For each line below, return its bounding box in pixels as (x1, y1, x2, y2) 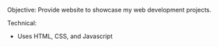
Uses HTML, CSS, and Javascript (17, 32, 113, 40)
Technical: (7, 19, 37, 27)
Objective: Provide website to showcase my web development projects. (7, 6, 212, 14)
